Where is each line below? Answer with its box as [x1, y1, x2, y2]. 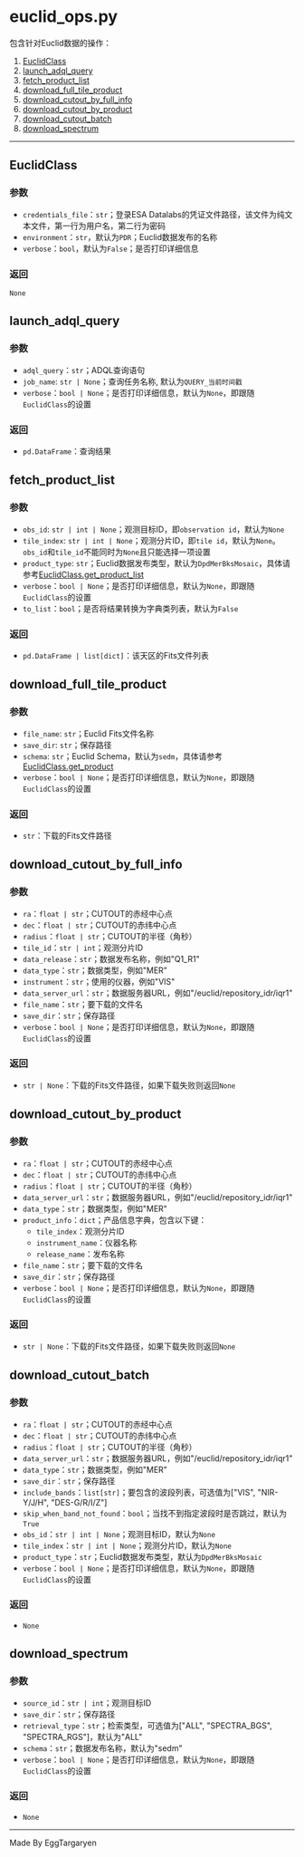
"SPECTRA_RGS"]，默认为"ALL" [22, 1731, 143, 1742]
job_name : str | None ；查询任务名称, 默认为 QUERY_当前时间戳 [22, 376, 242, 387]
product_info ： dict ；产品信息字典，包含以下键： [22, 1214, 207, 1225]
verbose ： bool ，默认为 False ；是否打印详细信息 [22, 243, 199, 254]
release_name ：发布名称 [35, 1248, 125, 1259]
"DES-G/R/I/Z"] [51, 1496, 108, 1507]
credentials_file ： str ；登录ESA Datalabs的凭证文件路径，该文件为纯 [22, 208, 285, 219]
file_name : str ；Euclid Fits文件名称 [22, 727, 155, 739]
